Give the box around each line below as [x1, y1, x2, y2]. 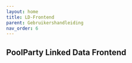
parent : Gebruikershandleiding [6, 20, 84, 26]
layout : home [6, 8, 39, 15]
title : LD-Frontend [6, 14, 55, 20]
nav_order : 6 [6, 25, 39, 31]
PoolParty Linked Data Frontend [6, 47, 127, 57]
